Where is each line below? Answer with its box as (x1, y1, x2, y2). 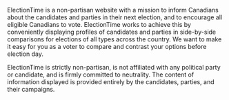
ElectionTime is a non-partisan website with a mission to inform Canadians (7, 6, 219, 14)
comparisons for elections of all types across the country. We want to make (7, 35, 222, 43)
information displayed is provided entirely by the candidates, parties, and (7, 78, 215, 86)
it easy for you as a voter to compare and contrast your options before (7, 43, 207, 50)
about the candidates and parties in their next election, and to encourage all (7, 13, 223, 21)
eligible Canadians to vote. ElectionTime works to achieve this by (7, 21, 192, 28)
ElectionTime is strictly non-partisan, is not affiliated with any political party (7, 63, 221, 71)
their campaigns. (7, 86, 55, 93)
